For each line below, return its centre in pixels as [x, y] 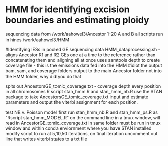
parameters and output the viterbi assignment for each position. [72, 102]
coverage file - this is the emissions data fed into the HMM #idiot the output [84, 65]
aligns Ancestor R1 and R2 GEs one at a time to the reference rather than [80, 55]
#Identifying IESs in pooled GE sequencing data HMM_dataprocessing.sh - [83, 49]
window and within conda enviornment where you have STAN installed [78, 128]
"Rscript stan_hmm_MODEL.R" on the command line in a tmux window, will [83, 117]
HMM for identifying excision [67, 9]
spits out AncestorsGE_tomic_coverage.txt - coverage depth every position [83, 86]
